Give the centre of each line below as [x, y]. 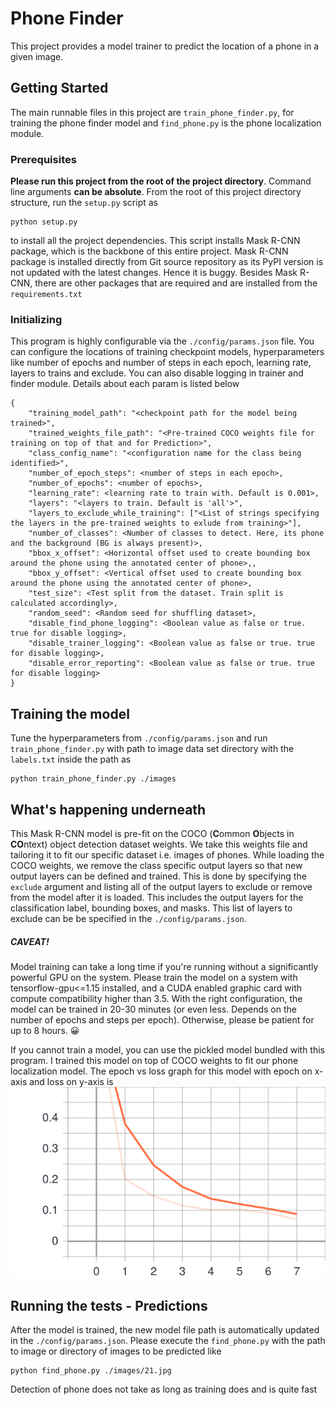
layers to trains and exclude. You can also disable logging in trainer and [157, 373]
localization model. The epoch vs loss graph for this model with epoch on [161, 1071]
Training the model [70, 713]
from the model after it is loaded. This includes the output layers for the [157, 897]
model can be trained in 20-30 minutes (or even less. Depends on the [153, 1009]
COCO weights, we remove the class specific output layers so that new [156, 865]
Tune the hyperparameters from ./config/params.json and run [139, 738]
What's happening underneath [108, 809]
